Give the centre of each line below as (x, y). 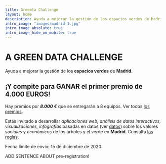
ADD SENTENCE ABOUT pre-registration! (47, 156)
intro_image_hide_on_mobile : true (41, 33)
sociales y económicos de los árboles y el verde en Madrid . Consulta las (79, 131)
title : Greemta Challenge (32, 10)
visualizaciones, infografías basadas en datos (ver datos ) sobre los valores (82, 126)
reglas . (12, 137)
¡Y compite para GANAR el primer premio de (74, 86)
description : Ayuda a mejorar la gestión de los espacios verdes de (77, 19)
